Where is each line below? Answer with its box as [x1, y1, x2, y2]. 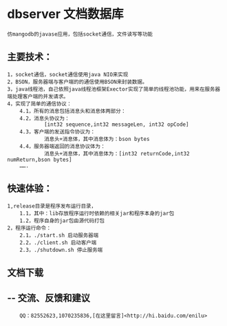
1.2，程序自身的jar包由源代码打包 [19, 217, 105, 224]
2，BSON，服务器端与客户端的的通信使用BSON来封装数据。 [7, 78, 148, 85]
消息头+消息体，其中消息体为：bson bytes [43, 135, 150, 142]
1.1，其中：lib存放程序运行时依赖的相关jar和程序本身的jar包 [19, 210, 175, 217]
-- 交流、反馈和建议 [7, 292, 91, 304]
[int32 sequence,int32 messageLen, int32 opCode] [43, 121, 189, 128]
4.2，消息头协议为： [19, 115, 70, 122]
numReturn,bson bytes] [7, 156, 72, 163]
